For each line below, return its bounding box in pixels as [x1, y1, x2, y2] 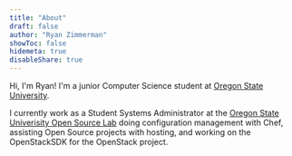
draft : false [9, 22, 59, 31]
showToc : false [9, 38, 67, 48]
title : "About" [9, 13, 67, 23]
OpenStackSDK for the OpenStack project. [9, 137, 169, 147]
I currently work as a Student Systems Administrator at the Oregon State [9, 108, 279, 118]
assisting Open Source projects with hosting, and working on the [9, 127, 251, 137]
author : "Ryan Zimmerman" [9, 30, 107, 39]
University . [9, 90, 50, 101]
